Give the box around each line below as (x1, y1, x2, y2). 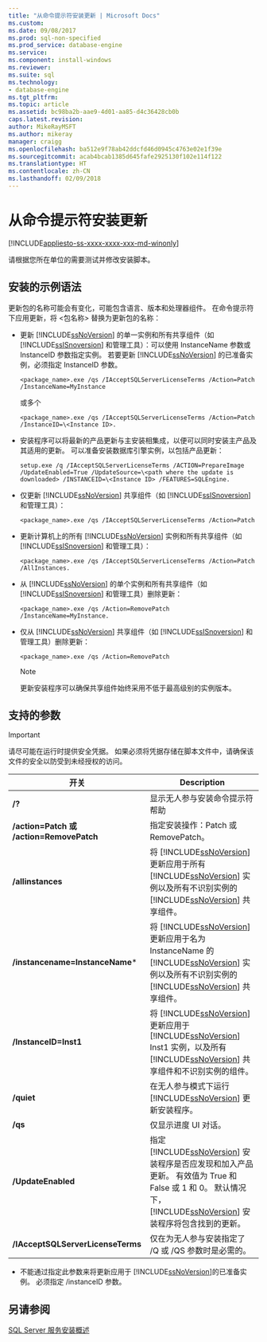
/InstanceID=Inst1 (12, 1037, 82, 1048)
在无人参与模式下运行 (149, 1081, 230, 1092)
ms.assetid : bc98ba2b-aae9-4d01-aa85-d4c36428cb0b (8, 108, 180, 116)
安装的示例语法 (8, 281, 82, 294)
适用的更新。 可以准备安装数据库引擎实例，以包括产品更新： (26, 445, 224, 455)
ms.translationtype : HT (8, 160, 87, 168)
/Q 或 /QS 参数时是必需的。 (149, 1245, 252, 1256)
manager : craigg (8, 137, 62, 146)
